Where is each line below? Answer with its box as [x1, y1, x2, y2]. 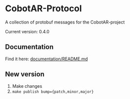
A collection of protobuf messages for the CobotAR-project [5, 19, 125, 25]
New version [5, 70, 45, 78]
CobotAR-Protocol [5, 3, 82, 14]
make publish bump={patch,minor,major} [12, 89, 94, 94]
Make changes [12, 83, 43, 89]
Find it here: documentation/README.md [5, 56, 88, 62]
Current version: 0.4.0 [5, 28, 50, 34]
